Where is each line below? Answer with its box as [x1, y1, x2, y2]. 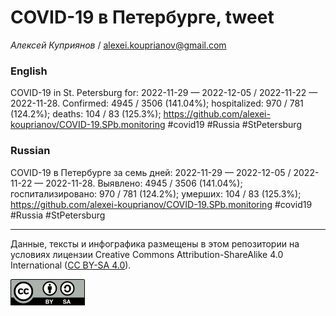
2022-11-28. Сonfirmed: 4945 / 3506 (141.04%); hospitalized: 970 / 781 [10, 97, 304, 110]
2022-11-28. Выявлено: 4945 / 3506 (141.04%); [45, 177, 243, 189]
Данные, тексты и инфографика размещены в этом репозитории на [10, 237, 300, 250]
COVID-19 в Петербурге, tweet [10, 6, 275, 29]
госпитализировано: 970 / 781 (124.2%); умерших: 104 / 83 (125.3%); [10, 187, 302, 200]
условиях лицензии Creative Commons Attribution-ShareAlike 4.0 [10, 248, 284, 260]
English [10, 64, 48, 78]
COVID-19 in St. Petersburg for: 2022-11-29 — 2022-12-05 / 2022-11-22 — [10, 87, 318, 99]
